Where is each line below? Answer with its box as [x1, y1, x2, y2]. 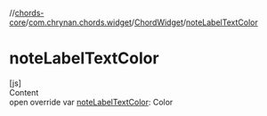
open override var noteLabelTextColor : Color [9, 96, 174, 107]
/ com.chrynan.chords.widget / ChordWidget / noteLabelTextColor [25, 17, 258, 28]
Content [9, 87, 39, 97]
